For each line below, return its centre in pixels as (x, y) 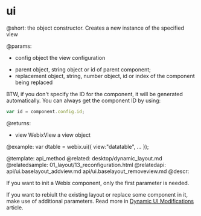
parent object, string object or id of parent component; (83, 69)
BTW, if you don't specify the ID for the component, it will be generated (94, 94)
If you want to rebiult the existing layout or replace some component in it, (97, 194)
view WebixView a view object (53, 135)
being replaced (34, 82)
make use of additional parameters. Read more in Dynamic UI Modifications (100, 201)
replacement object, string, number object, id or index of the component (105, 76)
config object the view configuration (60, 57)
